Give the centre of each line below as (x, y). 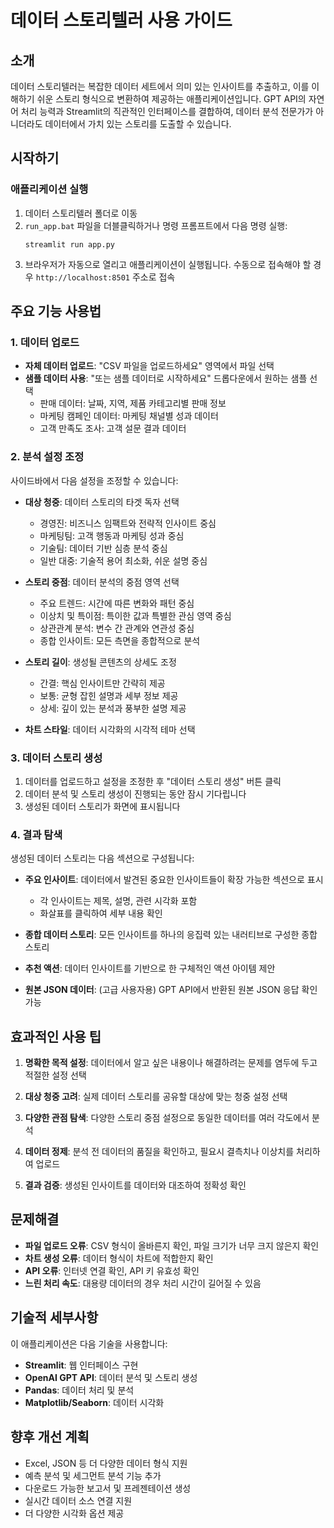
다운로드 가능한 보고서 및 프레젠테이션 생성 (108, 1488)
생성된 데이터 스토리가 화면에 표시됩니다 (102, 806)
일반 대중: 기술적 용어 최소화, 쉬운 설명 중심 (123, 560)
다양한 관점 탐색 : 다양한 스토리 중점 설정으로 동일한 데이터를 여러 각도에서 (167, 1118)
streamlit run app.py (69, 244)
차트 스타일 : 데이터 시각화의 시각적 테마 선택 (110, 729)
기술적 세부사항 (54, 1317)
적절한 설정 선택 (55, 1075)
